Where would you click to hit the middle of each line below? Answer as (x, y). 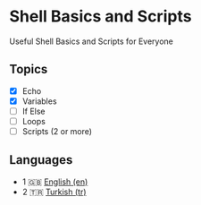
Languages (41, 160)
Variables (39, 101)
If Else (34, 111)
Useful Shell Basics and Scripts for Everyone (92, 41)
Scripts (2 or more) (57, 131)
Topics (29, 69)
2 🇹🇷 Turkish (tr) (54, 192)
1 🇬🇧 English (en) (55, 182)
